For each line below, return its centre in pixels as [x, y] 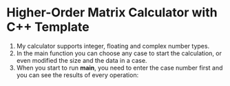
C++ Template [48, 27]
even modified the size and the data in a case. [82, 60]
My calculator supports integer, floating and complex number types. [113, 46]
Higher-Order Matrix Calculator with [112, 13]
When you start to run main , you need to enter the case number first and [119, 68]
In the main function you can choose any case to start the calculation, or [119, 53]
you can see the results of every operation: [77, 75]
